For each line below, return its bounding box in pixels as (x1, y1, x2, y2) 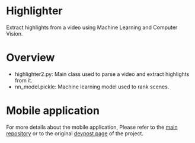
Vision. (6, 30, 23, 37)
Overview (6, 51, 55, 65)
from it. (14, 77, 33, 84)
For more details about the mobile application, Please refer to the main (6, 123, 178, 131)
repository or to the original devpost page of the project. (6, 129, 144, 137)
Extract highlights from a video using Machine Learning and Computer (6, 24, 178, 31)
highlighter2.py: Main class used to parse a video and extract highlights (14, 70, 190, 78)
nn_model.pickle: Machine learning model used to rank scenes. (14, 83, 170, 90)
